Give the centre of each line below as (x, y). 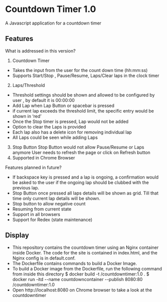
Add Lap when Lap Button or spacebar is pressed (63, 105)
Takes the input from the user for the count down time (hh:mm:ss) (80, 70)
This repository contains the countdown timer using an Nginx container (85, 247)
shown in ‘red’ (27, 116)
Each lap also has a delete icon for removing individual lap (72, 132)
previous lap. (26, 187)
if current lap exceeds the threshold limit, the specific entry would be (83, 110)
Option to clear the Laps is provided (49, 126)
